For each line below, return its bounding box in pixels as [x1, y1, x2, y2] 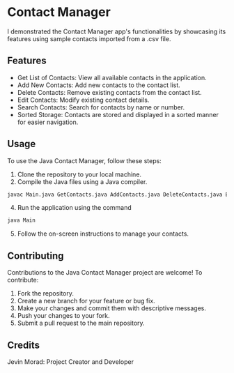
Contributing [7, 250, 64, 261]
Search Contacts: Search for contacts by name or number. [17, 102, 185, 112]
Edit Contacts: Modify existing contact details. [17, 96, 150, 104]
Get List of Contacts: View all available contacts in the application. [17, 73, 207, 82]
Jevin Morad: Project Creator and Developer [7, 357, 134, 366]
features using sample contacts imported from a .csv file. [7, 34, 171, 43]
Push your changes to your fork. [17, 312, 110, 320]
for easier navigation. [17, 118, 79, 126]
